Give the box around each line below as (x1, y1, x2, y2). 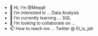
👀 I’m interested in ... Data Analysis (9, 10, 79, 16)
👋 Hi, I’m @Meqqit (9, 5, 46, 10)
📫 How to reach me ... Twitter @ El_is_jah (9, 26, 94, 31)
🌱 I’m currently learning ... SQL (9, 15, 71, 20)
